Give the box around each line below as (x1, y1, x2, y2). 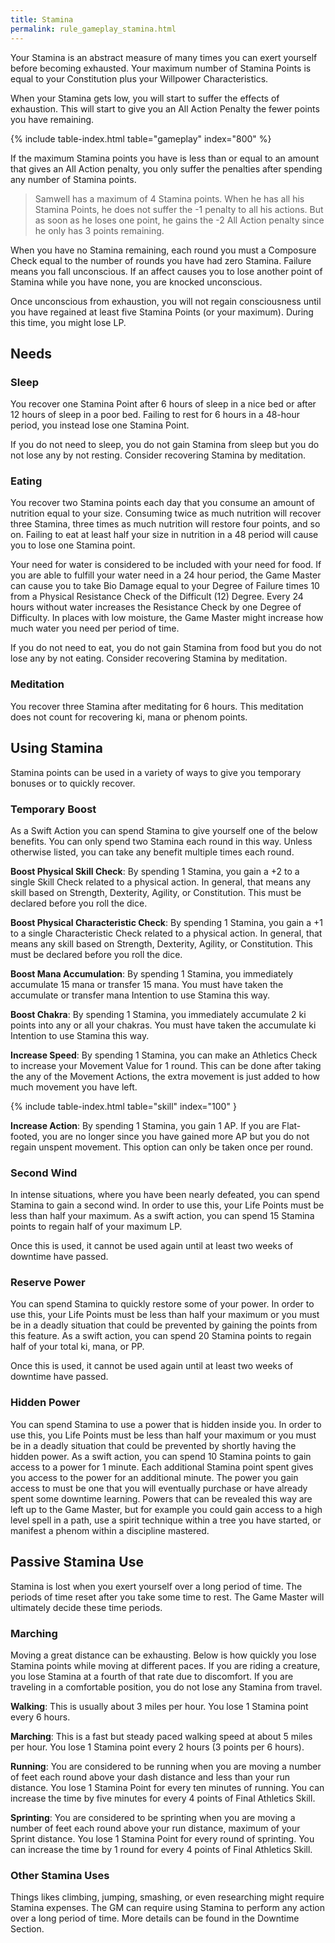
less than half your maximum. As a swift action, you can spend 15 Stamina (10, 1210, 315, 1222)
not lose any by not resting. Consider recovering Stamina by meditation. (10, 449, 307, 461)
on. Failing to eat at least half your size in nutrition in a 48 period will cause (10, 529, 319, 541)
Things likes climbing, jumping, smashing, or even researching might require (10, 1891, 325, 1903)
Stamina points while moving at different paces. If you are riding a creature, (10, 1659, 321, 1671)
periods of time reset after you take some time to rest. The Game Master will (10, 1591, 325, 1603)
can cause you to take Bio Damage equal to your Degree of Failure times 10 (10, 580, 320, 592)
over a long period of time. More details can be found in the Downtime (10, 1912, 300, 1925)
